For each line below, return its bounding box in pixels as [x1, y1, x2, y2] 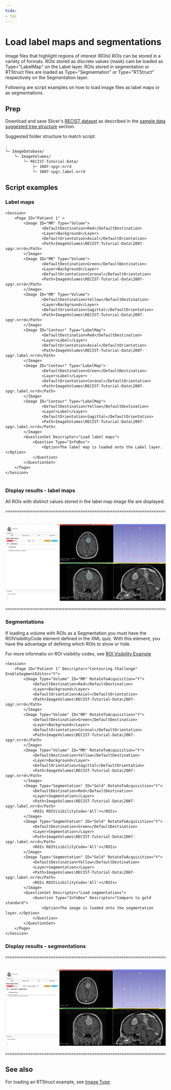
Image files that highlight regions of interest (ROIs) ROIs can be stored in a [5, 53, 161, 59]
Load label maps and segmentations [5, 36, 162, 48]
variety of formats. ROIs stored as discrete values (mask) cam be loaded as [5, 59, 163, 65]
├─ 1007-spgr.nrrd [32, 164, 72, 169]
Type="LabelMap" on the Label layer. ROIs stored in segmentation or [5, 64, 150, 70]
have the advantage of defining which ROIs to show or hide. [5, 641, 131, 647]
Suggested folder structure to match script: [5, 133, 96, 139]
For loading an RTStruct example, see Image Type [5, 1079, 110, 1085]
